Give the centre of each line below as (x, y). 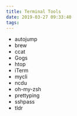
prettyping (27, 95)
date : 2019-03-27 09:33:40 (39, 17)
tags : (13, 22)
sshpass (24, 102)
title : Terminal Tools (34, 11)
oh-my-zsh (28, 90)
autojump (26, 39)
